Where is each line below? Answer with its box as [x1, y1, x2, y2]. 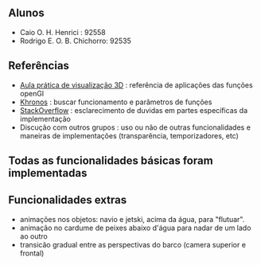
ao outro [19, 231, 48, 241]
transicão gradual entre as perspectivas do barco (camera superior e [19, 240, 247, 249]
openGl [19, 88, 45, 98]
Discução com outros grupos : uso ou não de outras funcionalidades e [19, 123, 251, 132]
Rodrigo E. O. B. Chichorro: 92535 [19, 36, 131, 45]
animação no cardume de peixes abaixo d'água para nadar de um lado [19, 223, 251, 232]
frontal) [19, 248, 45, 258]
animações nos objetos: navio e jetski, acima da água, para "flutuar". [19, 214, 245, 224]
